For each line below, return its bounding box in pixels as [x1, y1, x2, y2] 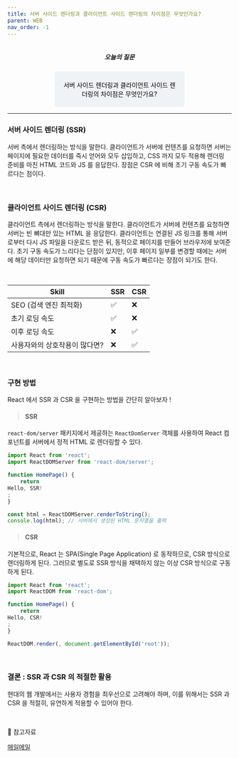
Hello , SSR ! [7, 485, 43, 492]
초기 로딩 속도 [11, 313, 55, 323]
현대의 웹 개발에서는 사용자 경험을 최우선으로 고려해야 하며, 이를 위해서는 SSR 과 [7, 690, 230, 698]
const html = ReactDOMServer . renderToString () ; [7, 510, 152, 518]
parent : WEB [7, 17, 43, 24]
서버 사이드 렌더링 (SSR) [7, 125, 87, 135]
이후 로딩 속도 [11, 327, 55, 337]
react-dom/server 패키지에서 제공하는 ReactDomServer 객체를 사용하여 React [7, 428, 223, 438]
